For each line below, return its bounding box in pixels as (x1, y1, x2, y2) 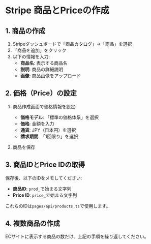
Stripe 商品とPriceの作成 (5, 5, 110, 16)
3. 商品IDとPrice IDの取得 (5, 161, 85, 169)
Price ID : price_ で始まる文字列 (12, 192, 77, 198)
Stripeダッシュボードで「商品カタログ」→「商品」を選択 (12, 41, 132, 47)
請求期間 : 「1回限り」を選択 (20, 133, 79, 139)
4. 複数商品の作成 (5, 219, 60, 228)
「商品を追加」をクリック (12, 47, 67, 53)
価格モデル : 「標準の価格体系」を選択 (20, 114, 99, 120)
